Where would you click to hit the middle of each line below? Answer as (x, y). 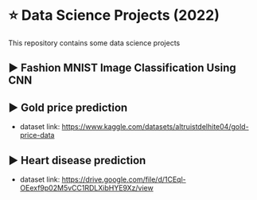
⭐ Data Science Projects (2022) (114, 16)
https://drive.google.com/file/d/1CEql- (124, 179)
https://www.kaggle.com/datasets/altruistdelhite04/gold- (155, 127)
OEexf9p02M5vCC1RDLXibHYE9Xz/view (86, 187)
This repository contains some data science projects (94, 43)
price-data (37, 135)
